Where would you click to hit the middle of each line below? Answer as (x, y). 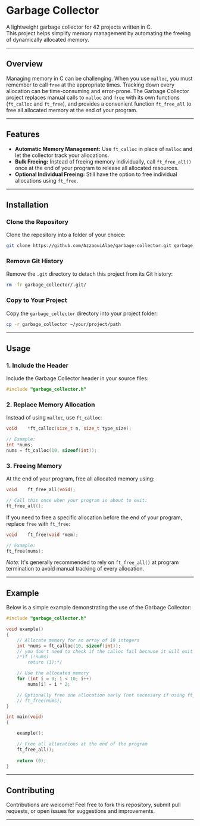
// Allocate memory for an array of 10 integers (78, 640)
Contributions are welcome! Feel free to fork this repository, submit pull (93, 805)
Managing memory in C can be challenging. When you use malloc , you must (99, 78)
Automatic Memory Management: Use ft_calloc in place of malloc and (104, 149)
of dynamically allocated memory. (48, 39)
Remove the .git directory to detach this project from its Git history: (90, 274)
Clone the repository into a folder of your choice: (66, 235)
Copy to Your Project (37, 300)
